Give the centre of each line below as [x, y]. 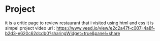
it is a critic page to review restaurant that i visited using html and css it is [80, 23]
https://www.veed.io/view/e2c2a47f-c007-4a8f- [106, 28]
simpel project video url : [30, 28]
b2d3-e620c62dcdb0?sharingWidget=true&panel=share [63, 33]
